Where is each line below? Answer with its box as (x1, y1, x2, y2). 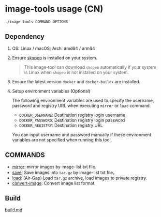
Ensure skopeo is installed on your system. (12, 55, 98, 61)
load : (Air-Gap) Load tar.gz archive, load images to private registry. (12, 175, 147, 181)
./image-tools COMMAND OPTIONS (5, 19, 68, 24)
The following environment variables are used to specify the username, (12, 97, 154, 103)
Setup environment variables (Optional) (12, 88, 90, 94)
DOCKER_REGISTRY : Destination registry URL (19, 122, 103, 128)
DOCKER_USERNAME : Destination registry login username (19, 112, 126, 118)
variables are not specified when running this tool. (12, 137, 112, 142)
